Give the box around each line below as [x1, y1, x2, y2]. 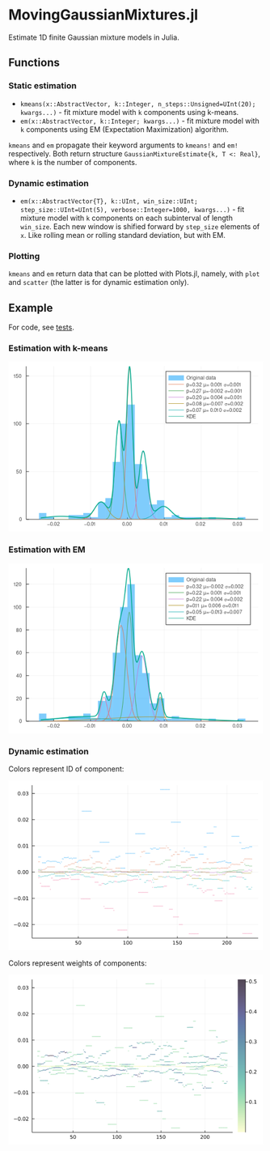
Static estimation [8, 80, 77, 91]
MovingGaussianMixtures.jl [8, 6, 199, 24]
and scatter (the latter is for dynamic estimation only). [8, 278, 190, 287]
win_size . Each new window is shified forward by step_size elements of [19, 221, 260, 231]
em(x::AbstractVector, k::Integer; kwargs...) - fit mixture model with [19, 116, 260, 125]
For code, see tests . [8, 322, 74, 333]
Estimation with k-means [8, 342, 108, 354]
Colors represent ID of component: [8, 763, 124, 774]
